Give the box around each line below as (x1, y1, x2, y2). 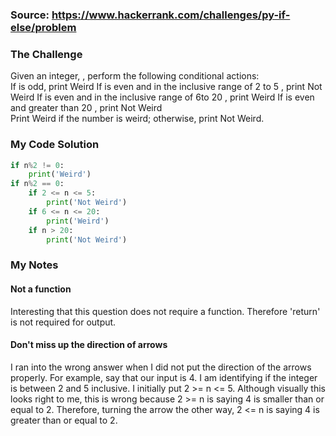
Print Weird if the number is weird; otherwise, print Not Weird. (10, 113, 265, 125)
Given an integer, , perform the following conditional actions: (10, 70, 260, 82)
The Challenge (10, 47, 83, 61)
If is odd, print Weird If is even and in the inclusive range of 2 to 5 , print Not (10, 81, 323, 93)
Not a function (10, 283, 72, 295)
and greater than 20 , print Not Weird (10, 102, 163, 114)
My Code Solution (10, 138, 100, 152)
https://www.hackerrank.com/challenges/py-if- (51, 8, 291, 22)
